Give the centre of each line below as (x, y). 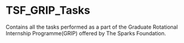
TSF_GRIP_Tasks (48, 10)
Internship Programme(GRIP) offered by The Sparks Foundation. (86, 33)
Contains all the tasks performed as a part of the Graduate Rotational (92, 27)
